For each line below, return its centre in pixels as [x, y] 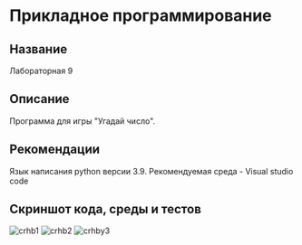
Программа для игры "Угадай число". [83, 121]
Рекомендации [55, 150]
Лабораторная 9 [41, 71]
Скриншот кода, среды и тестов [106, 209]
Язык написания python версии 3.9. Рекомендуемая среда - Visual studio [151, 171]
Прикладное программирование [141, 16]
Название [39, 49]
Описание [39, 99]
